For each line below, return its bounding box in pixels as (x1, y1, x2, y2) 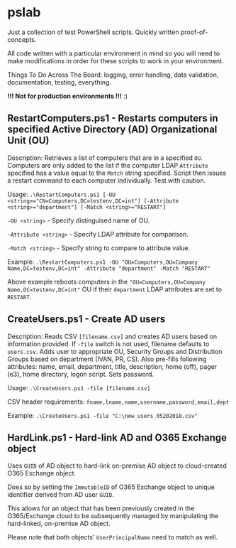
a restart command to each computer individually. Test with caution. (7, 176, 206, 185)
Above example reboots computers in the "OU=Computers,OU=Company (7, 277, 206, 286)
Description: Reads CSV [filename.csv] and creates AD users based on (7, 332, 218, 340)
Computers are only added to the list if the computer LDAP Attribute (7, 161, 209, 169)
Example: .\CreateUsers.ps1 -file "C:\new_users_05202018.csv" (7, 411, 198, 419)
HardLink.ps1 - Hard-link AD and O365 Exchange (7, 431, 227, 444)
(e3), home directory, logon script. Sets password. (7, 370, 154, 378)
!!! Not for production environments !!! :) (7, 92, 128, 100)
